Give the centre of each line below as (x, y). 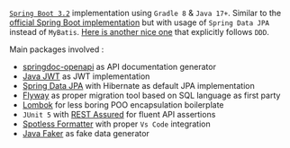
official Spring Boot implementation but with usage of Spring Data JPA (140, 22)
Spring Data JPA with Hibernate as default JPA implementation (138, 86)
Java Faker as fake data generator (86, 133)
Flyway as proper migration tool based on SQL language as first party (151, 95)
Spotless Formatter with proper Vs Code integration (116, 124)
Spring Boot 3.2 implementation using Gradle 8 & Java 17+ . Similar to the (145, 13)
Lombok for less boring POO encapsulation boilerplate (123, 105)
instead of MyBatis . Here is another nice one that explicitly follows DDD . (140, 32)
